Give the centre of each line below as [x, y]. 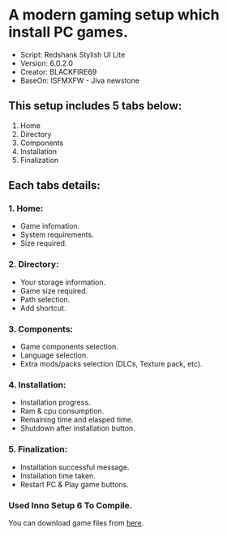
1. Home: [26, 208]
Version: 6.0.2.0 [47, 63]
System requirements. [57, 235]
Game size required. [54, 290]
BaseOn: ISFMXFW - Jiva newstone [80, 80]
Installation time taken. [58, 475]
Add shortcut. [43, 308]
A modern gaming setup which [114, 15]
